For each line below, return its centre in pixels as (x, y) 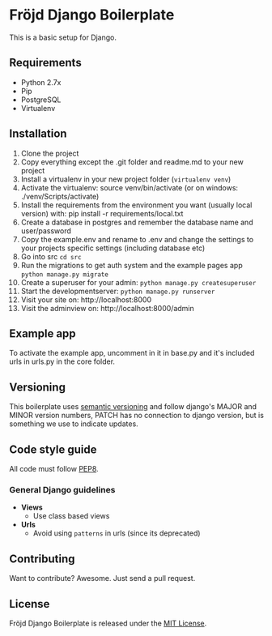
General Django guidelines (62, 489)
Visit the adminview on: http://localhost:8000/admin (107, 308)
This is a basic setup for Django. (63, 37)
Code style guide (53, 449)
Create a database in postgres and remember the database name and (137, 222)
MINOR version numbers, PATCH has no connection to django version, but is (136, 416)
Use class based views (71, 516)
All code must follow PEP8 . (54, 469)
